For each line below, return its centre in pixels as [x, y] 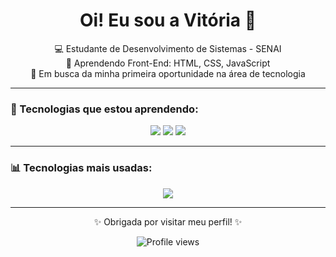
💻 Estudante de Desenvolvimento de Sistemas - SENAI [168, 48]
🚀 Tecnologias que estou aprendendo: [104, 109]
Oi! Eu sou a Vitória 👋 [168, 20]
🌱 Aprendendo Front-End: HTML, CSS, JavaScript [168, 63]
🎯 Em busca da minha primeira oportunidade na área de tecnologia [168, 73]
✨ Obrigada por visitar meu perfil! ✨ [168, 221]
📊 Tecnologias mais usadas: [81, 168]
